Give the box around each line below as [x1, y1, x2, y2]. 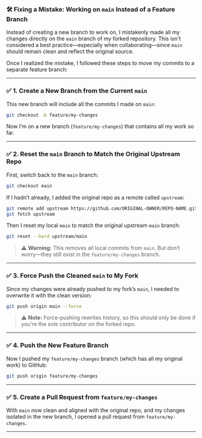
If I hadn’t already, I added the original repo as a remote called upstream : [6, 193, 185, 201]
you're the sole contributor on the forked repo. [20, 321, 136, 328]
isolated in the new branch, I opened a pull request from [6, 413, 145, 420]
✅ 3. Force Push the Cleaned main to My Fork [6, 272, 139, 280]
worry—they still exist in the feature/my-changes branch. [20, 251, 161, 258]
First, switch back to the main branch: [6, 171, 99, 178]
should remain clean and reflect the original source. [6, 48, 134, 55]
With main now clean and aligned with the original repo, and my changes [6, 406, 185, 414]
